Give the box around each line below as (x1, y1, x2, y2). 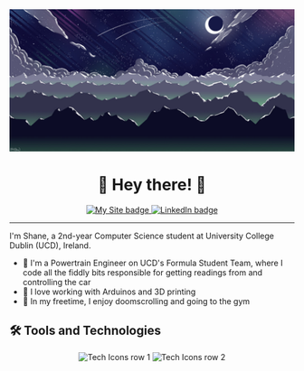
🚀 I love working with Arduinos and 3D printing (22, 286, 196, 297)
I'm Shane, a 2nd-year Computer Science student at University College (9, 230, 274, 241)
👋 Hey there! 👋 (98, 175, 206, 195)
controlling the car (22, 276, 91, 287)
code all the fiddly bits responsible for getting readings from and (22, 266, 263, 278)
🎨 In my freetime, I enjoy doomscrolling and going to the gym (22, 295, 251, 306)
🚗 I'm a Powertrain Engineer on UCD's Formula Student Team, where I (22, 257, 283, 268)
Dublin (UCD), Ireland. (9, 239, 91, 251)
